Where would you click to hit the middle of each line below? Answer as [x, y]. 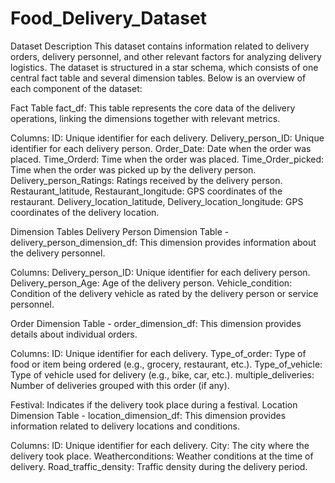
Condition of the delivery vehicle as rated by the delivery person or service [164, 293]
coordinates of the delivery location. [85, 212]
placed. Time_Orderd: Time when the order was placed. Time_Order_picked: [167, 159]
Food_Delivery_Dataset [108, 18]
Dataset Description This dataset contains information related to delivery [160, 46]
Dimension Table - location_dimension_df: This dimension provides [148, 415]
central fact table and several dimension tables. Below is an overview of [158, 78]
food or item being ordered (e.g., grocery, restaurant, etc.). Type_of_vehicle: [166, 364]
